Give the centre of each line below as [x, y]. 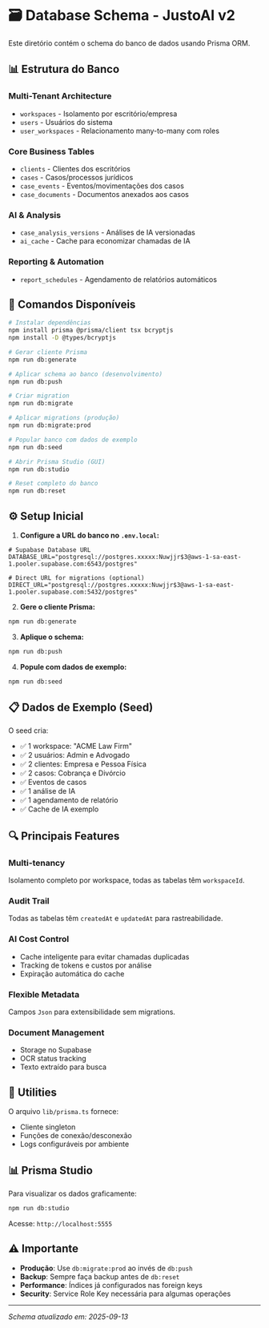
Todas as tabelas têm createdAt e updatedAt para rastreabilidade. [116, 919]
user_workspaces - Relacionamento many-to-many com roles [120, 131]
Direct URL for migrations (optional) [80, 578]
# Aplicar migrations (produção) [64, 418]
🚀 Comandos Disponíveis [72, 304]
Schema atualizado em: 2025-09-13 [68, 1316]
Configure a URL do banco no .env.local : [90, 535]
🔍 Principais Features [64, 836]
